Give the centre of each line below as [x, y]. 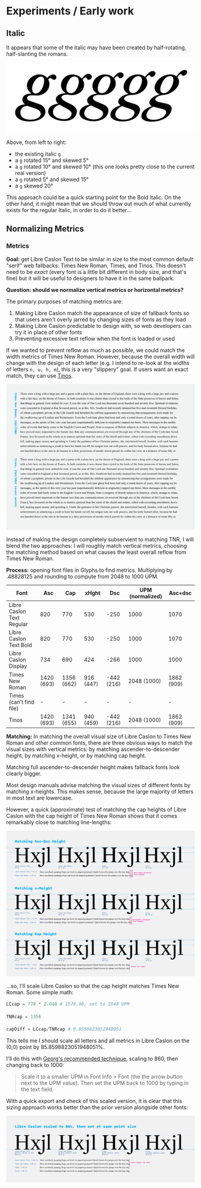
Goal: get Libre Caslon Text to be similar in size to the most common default [100, 259]
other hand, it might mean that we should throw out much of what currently [99, 204]
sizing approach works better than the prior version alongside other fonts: [97, 1108]
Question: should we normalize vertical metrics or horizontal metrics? [95, 290]
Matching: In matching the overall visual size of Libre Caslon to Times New [99, 736]
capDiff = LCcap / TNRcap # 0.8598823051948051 [64, 1029]
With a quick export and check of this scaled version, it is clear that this [94, 1101]
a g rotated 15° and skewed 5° [51, 161]
